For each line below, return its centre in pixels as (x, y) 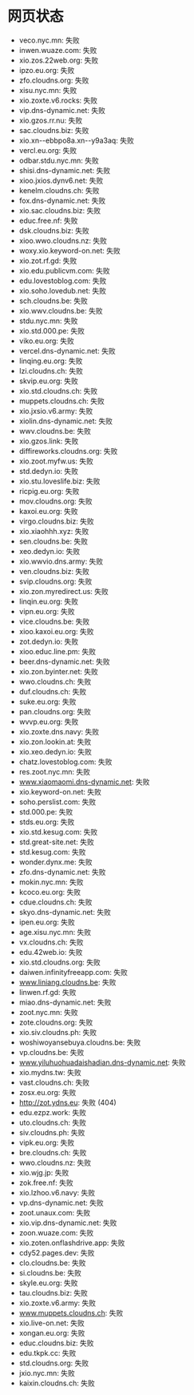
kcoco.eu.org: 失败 (50, 892)
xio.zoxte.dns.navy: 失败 (59, 731)
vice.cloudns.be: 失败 (54, 621)
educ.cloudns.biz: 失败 (56, 1343)
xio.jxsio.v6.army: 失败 (56, 410)
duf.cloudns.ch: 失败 (53, 691)
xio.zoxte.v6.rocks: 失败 (58, 100)
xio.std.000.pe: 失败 (52, 330)
